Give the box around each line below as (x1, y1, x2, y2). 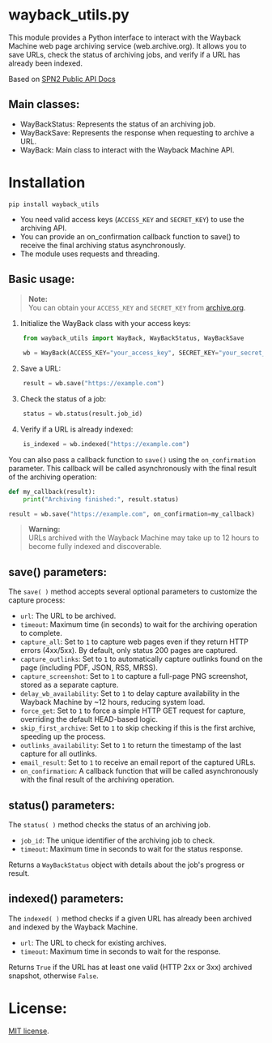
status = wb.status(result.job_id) (23, 410, 143, 418)
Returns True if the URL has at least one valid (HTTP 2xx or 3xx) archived (8, 962, 253, 972)
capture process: (8, 595, 66, 605)
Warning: (28, 525, 61, 534)
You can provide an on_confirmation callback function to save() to (19, 231, 240, 241)
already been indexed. (8, 58, 83, 68)
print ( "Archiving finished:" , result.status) (23, 495, 180, 504)
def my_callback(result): (8, 487, 96, 496)
